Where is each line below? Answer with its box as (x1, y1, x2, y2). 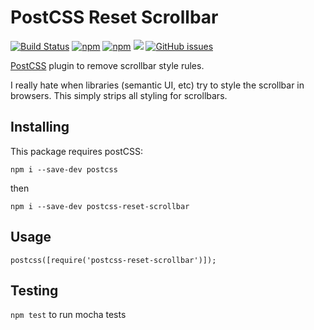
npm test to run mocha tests (10, 309, 127, 321)
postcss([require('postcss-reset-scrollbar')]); (10, 255, 217, 265)
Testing (10, 282, 59, 299)
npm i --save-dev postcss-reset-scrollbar (10, 201, 190, 211)
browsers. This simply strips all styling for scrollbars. (10, 89, 228, 101)
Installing (10, 119, 70, 136)
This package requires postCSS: (10, 145, 143, 157)
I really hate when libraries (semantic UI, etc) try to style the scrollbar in (10, 79, 305, 91)
